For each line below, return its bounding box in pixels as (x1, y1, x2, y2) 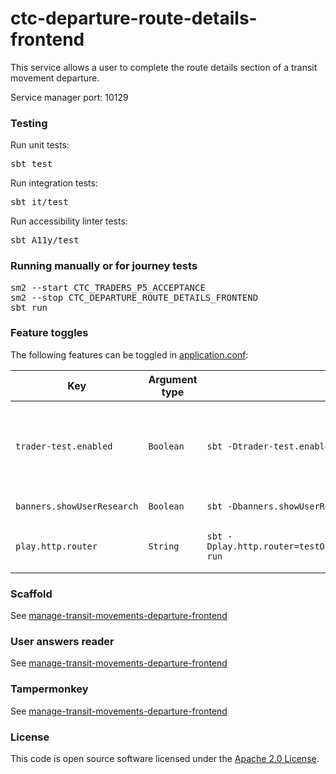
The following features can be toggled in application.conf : (10, 348, 249, 361)
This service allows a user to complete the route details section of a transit (10, 61, 318, 73)
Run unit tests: (10, 139, 70, 151)
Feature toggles (10, 326, 89, 340)
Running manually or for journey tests (10, 259, 198, 273)
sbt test (10, 158, 53, 170)
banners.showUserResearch (15, 500, 139, 512)
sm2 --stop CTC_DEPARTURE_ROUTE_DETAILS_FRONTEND (10, 292, 259, 303)
